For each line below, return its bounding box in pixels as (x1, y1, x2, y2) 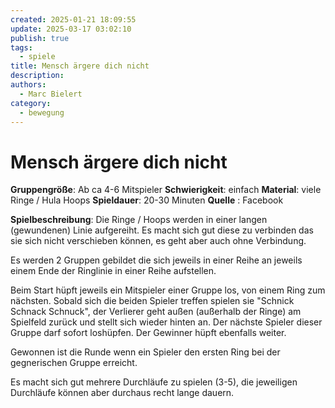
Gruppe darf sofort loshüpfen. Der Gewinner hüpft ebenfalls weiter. (10, 327, 287, 339)
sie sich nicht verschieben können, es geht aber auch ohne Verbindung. (10, 235, 307, 247)
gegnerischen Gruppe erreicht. (10, 357, 138, 369)
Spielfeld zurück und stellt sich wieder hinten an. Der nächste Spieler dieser (10, 316, 323, 328)
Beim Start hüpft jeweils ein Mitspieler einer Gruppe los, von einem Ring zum (10, 284, 326, 296)
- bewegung (19, 107, 65, 118)
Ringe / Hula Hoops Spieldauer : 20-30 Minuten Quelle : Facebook (10, 194, 284, 206)
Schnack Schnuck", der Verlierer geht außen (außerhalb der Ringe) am (10, 306, 302, 318)
